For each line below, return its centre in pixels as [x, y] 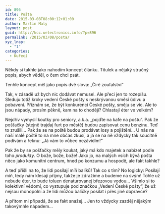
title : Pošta [19, 14]
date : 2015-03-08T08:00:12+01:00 [40, 19]
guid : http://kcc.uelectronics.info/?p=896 [51, 33]
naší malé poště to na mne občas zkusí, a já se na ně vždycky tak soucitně [81, 135]
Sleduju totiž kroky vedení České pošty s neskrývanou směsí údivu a [75, 100]
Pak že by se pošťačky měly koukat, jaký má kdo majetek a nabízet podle [80, 150]
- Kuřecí [19, 56]
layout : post [19, 28]
